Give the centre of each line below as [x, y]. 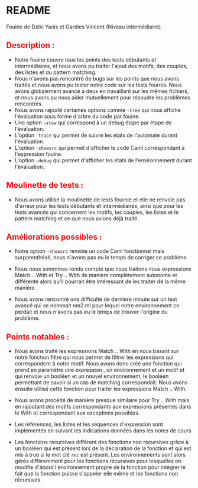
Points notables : [38, 337]
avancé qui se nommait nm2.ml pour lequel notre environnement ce [97, 306]
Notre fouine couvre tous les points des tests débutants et [85, 59]
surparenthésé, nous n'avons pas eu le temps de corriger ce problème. [101, 258]
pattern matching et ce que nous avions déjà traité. [77, 218]
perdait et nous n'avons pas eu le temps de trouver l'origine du [91, 312]
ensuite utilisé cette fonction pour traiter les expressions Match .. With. [101, 389]
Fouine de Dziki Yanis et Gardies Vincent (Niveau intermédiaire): [84, 27]
